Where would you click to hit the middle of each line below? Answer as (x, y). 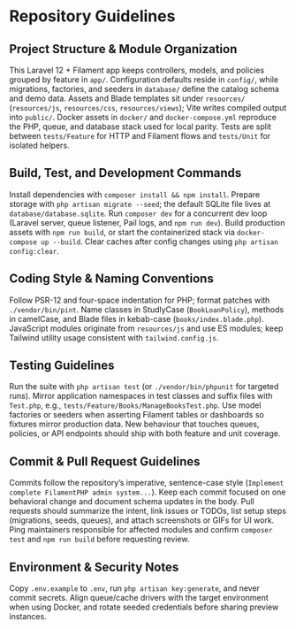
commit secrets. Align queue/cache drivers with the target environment (139, 598)
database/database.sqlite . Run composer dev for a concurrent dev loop (138, 213)
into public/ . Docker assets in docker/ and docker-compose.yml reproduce (143, 117)
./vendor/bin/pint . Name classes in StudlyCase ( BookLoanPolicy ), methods (147, 309)
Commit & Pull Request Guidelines (105, 461)
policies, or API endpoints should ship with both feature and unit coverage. (145, 433)
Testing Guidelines (62, 366)
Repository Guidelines (92, 16)
